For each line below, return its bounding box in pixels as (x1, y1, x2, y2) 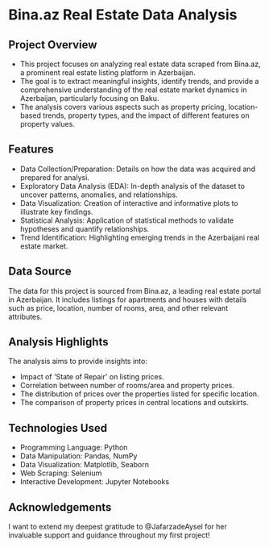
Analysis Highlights (8, 335, 109, 349)
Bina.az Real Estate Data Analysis (8, 6, 238, 24)
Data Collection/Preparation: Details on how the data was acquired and (19, 164, 256, 174)
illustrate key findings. (19, 207, 94, 216)
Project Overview (8, 38, 97, 52)
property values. (19, 119, 75, 128)
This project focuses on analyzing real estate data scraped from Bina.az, (19, 59, 261, 69)
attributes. (8, 312, 43, 321)
